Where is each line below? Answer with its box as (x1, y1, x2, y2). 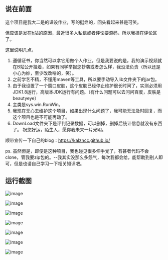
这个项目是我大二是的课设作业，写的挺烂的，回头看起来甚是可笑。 (5, 19, 141, 25)
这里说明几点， (5, 47, 36, 53)
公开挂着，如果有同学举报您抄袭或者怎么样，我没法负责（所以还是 (24, 63, 160, 69)
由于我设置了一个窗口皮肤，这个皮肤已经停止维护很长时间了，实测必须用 (12, 82, 162, 89)
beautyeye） (12, 95, 39, 101)
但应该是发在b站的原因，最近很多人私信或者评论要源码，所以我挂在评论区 (5, 30, 157, 36)
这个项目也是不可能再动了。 (12, 114, 70, 120)
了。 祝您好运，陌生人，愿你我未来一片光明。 (12, 126, 106, 132)
